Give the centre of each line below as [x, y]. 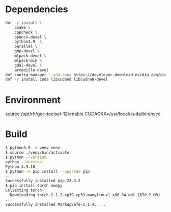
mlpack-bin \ [28, 60]
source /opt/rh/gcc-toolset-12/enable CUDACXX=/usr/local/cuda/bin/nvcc [83, 114]
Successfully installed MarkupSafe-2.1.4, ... [55, 204]
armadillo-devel [32, 70]
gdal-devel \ [28, 65]
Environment [33, 100]
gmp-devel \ [27, 51]
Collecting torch [24, 190]
